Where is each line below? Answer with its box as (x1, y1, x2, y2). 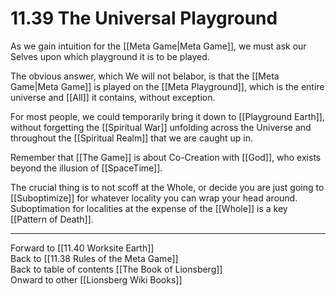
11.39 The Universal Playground (10, 7, 278, 30)
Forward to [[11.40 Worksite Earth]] (10, 242, 155, 254)
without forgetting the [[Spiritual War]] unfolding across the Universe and (10, 121, 312, 133)
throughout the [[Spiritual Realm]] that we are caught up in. (10, 132, 254, 144)
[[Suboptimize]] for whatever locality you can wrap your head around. (10, 192, 298, 204)
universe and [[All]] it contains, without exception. (10, 91, 216, 103)
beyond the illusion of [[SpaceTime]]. (10, 162, 163, 174)
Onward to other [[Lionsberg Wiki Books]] (10, 273, 183, 286)
